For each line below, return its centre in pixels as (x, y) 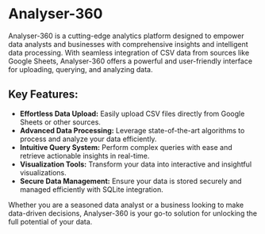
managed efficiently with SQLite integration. (92, 189)
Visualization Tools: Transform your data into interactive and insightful (136, 164)
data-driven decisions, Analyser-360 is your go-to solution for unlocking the (133, 213)
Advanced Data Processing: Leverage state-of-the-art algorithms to (132, 130)
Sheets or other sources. (60, 122)
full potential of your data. (50, 221)
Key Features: (43, 95)
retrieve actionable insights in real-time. (84, 155)
